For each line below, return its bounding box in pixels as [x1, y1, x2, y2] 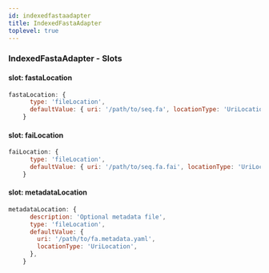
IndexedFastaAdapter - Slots [8, 53, 122, 64]
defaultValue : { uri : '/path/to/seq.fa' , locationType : [29, 106, 220, 114]
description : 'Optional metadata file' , [29, 213, 167, 221]
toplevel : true [8, 26, 59, 34]
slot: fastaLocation [8, 73, 73, 82]
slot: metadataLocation [8, 187, 88, 197]
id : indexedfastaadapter [8, 11, 91, 20]
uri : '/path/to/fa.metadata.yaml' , [37, 235, 156, 243]
